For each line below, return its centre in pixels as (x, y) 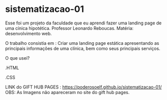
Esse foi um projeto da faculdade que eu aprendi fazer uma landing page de (83, 23)
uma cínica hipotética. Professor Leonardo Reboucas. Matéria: (69, 28)
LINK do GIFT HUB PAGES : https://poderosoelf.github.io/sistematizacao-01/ (83, 87)
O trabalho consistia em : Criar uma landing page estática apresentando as (82, 43)
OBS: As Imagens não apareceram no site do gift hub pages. (67, 92)
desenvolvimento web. (28, 33)
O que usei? (17, 58)
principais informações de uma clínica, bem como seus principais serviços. (83, 48)
